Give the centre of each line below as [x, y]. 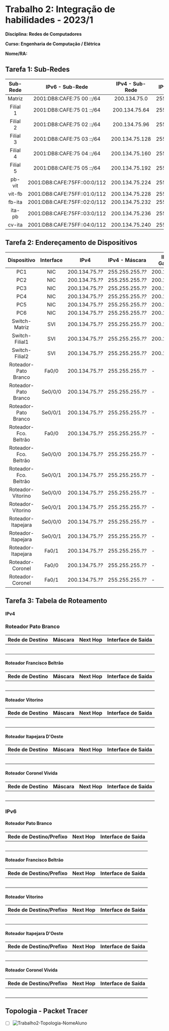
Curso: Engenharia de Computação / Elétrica [53, 43]
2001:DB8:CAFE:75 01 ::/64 [67, 110]
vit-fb [15, 194]
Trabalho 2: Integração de [60, 9]
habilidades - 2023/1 [49, 20]
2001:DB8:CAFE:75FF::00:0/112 [67, 182]
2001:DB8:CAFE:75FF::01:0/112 [67, 194]
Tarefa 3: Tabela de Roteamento [56, 601]
